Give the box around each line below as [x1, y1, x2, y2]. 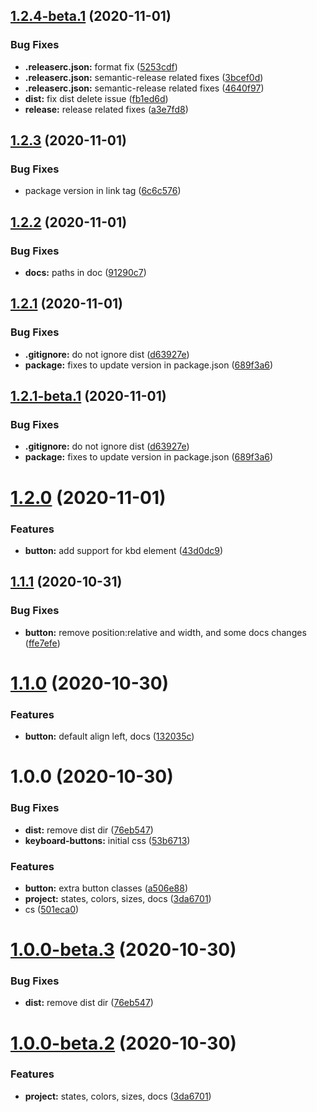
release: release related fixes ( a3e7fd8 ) [24, 103, 189, 115]
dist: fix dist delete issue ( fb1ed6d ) [24, 92, 169, 104]
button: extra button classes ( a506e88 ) [24, 882, 189, 894]
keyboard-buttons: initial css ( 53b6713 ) [24, 834, 191, 846]
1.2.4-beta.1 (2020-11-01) [10, 8, 172, 25]
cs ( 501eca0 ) [24, 903, 80, 915]
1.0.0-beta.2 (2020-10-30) [10, 1032, 237, 1054]
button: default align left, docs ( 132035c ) [24, 730, 195, 743]
